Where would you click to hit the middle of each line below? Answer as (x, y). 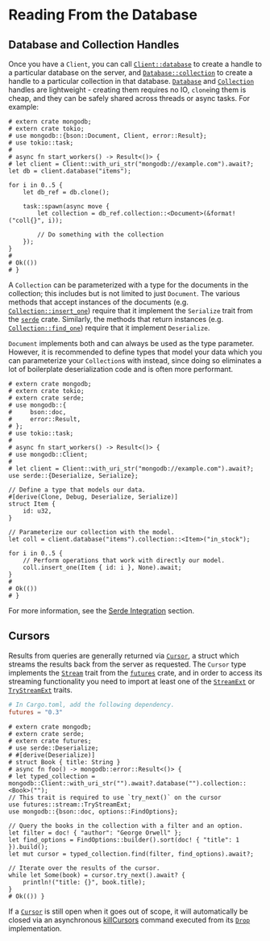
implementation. (35, 928)
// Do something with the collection (100, 235)
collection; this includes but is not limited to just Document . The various (124, 293)
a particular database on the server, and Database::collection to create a (131, 73)
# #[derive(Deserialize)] (52, 755)
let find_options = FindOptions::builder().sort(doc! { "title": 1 (124, 840)
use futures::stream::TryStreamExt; (70, 805)
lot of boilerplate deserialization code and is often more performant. (121, 369)
